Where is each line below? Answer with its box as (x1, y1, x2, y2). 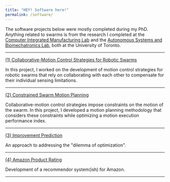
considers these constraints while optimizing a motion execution (5, 112, 139, 118)
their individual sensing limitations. (5, 77, 77, 83)
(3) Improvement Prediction (5, 132, 63, 138)
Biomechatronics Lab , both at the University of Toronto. (5, 42, 121, 48)
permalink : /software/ (5, 12, 53, 17)
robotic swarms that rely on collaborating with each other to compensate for (5, 72, 164, 78)
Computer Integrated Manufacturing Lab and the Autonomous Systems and (5, 36, 163, 43)
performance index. (5, 117, 47, 124)
